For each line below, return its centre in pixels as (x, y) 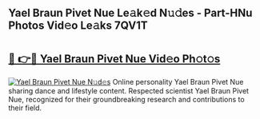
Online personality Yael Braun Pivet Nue (178, 82)
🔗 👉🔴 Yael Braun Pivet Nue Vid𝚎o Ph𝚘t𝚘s (114, 59)
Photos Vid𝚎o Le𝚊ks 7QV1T (78, 26)
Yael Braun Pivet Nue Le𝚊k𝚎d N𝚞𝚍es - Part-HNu (130, 13)
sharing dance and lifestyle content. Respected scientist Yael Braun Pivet (129, 91)
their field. (25, 108)
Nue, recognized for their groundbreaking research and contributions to (127, 99)
